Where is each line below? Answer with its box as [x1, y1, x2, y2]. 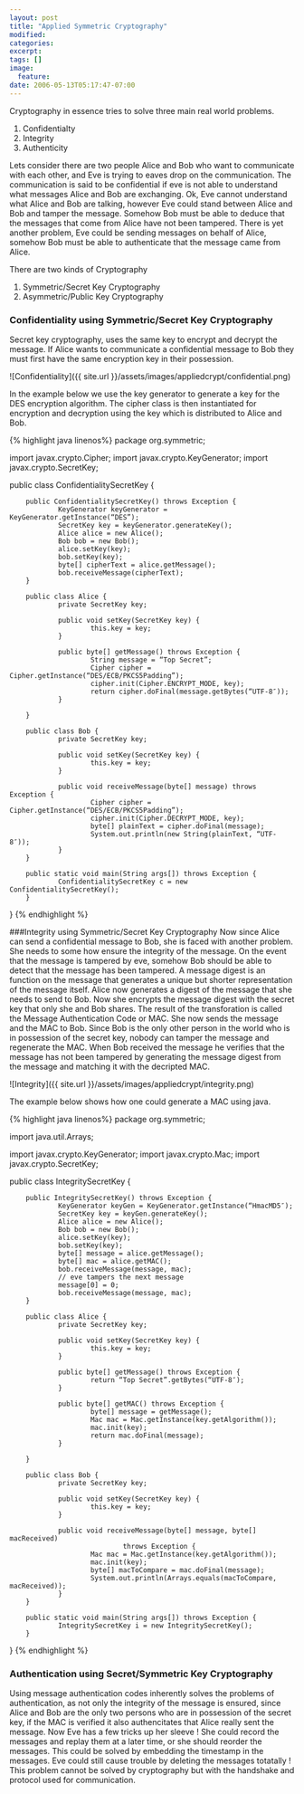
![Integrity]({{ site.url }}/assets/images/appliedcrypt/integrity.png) [9, 1078, 255, 1089]
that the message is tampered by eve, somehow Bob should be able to [9, 955, 272, 966]
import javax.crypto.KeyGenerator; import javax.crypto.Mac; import [9, 1149, 261, 1159]
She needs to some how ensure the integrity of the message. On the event [9, 945, 287, 956]
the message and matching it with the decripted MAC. [9, 1061, 211, 1072]
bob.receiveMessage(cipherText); [57, 568, 184, 577]
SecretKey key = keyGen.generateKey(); [57, 1209, 208, 1218]
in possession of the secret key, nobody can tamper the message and [9, 1032, 270, 1043]
